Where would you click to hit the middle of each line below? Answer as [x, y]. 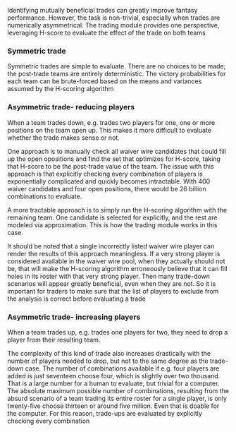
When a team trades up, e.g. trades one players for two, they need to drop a [118, 332]
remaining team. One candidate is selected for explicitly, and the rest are [112, 217]
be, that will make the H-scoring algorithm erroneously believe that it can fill [117, 268]
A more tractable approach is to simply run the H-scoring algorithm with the [117, 210]
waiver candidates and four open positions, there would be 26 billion [107, 188]
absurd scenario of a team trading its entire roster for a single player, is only [117, 398]
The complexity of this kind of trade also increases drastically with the [109, 353]
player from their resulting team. [54, 340]
